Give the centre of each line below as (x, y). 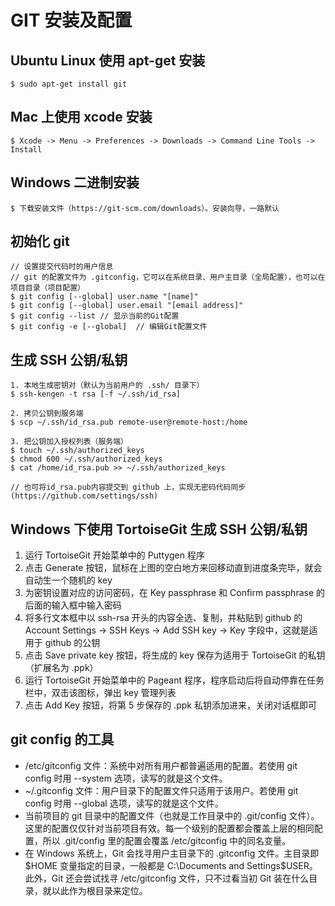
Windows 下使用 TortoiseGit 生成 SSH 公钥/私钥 (159, 529)
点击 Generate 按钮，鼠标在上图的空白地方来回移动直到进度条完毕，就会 (173, 568)
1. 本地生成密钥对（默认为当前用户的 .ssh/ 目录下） (107, 386)
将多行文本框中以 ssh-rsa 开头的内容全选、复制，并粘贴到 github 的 (163, 618)
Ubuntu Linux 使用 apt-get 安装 (108, 60)
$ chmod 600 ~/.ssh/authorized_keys (86, 459)
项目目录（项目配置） (47, 288)
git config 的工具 (62, 739)
